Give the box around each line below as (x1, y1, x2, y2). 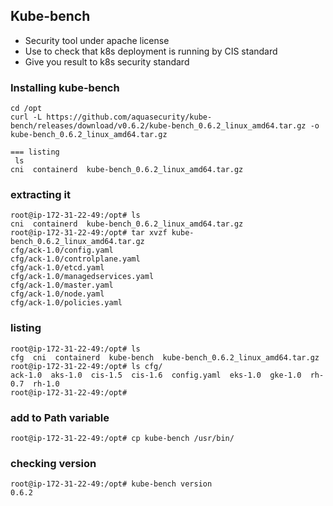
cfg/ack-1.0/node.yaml (10, 289, 105, 299)
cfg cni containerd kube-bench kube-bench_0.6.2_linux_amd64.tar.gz (10, 352, 320, 363)
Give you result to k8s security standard (24, 55, 190, 68)
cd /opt (10, 104, 43, 114)
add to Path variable (10, 410, 110, 424)
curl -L (10, 112, 43, 123)
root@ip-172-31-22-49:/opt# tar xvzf (10, 228, 168, 238)
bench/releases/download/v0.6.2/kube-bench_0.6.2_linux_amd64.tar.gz (10, 121, 307, 131)
